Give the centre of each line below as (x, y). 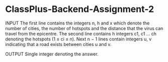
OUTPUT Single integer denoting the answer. (52, 54)
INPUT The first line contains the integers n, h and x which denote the (77, 23)
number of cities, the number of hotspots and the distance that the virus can (84, 28)
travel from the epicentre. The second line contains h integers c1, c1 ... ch (81, 33)
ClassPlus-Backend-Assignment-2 (80, 9)
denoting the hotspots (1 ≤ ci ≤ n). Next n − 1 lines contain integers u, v (78, 39)
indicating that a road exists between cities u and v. (58, 44)
